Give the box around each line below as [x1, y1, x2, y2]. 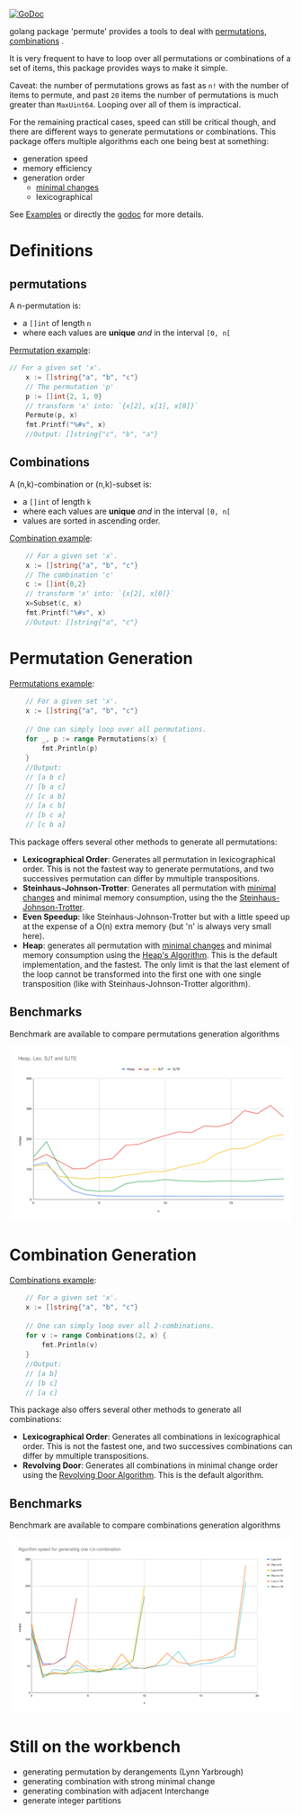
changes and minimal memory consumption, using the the [22, 892, 238, 903]
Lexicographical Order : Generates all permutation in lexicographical [22, 854, 276, 864]
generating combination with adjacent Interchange [22, 1785, 209, 1796]
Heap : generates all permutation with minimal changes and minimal [22, 940, 272, 951]
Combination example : [9, 533, 93, 543]
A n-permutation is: [9, 300, 81, 311]
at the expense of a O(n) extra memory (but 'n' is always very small [22, 921, 272, 932]
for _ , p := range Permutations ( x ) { [25, 734, 167, 743]
